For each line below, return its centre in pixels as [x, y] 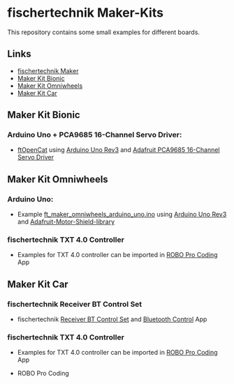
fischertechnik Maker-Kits [86, 13]
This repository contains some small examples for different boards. [104, 32]
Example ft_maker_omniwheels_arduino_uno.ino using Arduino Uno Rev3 [122, 215]
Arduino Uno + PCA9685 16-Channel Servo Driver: [95, 135]
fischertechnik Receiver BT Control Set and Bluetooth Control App [112, 319]
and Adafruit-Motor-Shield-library [66, 222]
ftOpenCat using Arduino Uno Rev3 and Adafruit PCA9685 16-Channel [118, 150]
